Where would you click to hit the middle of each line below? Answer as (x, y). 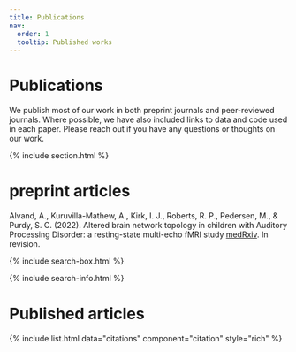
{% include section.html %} (59, 156)
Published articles (77, 314)
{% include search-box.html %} (67, 261)
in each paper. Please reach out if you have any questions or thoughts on (142, 129)
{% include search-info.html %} (67, 279)
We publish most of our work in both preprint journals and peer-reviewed (142, 111)
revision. (25, 244)
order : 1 (33, 34)
